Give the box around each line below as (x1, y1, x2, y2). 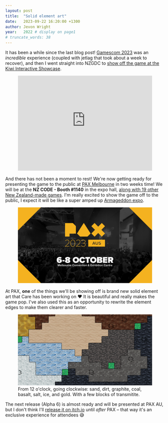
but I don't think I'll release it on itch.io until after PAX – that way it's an (5, 407, 152, 413)
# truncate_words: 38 (5, 35, 51, 40)
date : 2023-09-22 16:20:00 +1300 (5, 19, 80, 24)
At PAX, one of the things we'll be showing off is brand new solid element (5, 288, 158, 294)
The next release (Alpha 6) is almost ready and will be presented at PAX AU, (5, 401, 163, 407)
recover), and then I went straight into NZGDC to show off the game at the (5, 60, 159, 66)
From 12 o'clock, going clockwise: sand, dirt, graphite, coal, (18, 386, 142, 392)
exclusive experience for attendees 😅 (5, 412, 85, 418)
